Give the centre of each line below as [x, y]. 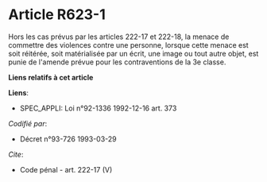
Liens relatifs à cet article [51, 77]
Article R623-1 [57, 15]
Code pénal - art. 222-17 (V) [66, 169]
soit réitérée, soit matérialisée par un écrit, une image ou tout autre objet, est [133, 53]
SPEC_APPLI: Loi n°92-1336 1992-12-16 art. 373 [98, 108]
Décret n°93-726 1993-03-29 [68, 139]
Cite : [16, 154]
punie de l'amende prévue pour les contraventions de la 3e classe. [117, 62]
